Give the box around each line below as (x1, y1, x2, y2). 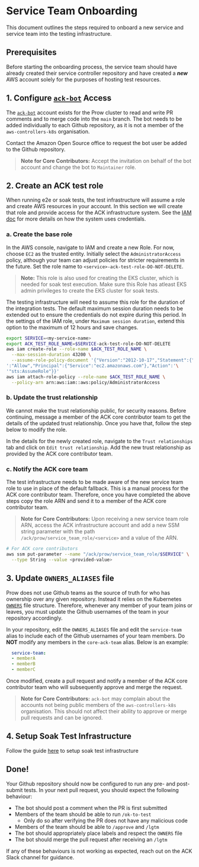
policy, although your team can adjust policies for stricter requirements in (6, 256, 185, 263)
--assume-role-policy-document (11, 357, 89, 363)
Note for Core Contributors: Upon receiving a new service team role (20, 516, 189, 523)
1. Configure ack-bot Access (6, 93, 112, 103)
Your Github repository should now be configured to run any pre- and (6, 780, 176, 787)
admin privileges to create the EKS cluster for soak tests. (20, 287, 159, 294)
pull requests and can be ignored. (20, 714, 103, 721)
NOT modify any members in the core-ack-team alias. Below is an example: (6, 638, 188, 646)
